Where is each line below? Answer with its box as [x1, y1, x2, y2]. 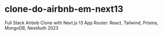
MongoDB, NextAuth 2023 [4, 25, 59, 31]
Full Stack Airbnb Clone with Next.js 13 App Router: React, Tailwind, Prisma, [4, 20, 159, 26]
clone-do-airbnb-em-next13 [4, 3, 123, 15]
